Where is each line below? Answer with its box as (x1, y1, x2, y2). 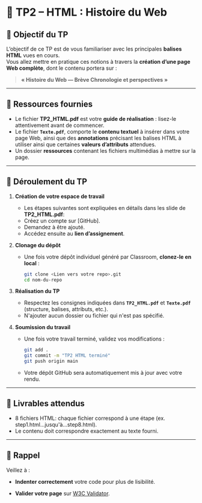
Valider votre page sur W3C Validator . (14, 490, 110, 497)
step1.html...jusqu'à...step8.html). (14, 421, 97, 428)
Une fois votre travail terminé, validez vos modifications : (23, 335, 165, 342)
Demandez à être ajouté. (23, 223, 85, 230)
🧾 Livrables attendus (6, 398, 85, 409)
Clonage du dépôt (14, 241, 61, 248)
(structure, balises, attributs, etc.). (23, 306, 108, 313)
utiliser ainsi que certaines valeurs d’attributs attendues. (14, 141, 156, 148)
